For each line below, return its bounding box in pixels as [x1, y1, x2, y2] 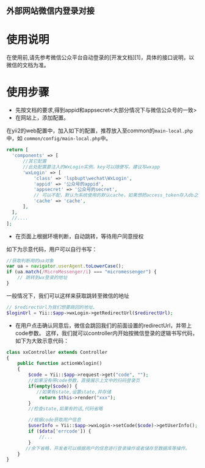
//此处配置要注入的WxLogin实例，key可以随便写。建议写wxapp [22, 164, 160, 170]
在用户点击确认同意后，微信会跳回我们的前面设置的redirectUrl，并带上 [15, 322, 192, 329]
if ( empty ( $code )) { [28, 383, 78, 389]
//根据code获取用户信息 [28, 417, 81, 423]
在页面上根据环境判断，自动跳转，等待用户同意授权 [15, 232, 144, 240]
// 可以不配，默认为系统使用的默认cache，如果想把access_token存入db [33, 192, 194, 198]
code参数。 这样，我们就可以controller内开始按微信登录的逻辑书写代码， [15, 329, 198, 337]
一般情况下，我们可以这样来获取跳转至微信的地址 [6, 292, 129, 299]
